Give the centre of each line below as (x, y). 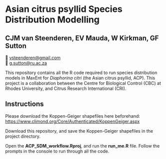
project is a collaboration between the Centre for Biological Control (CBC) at (83, 83)
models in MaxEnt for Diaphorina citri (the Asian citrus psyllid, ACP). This (80, 78)
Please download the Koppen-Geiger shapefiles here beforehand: (73, 116)
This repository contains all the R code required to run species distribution (81, 73)
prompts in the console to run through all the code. (57, 151)
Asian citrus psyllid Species (64, 9)
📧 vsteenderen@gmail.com (33, 58)
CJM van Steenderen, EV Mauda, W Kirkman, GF (82, 38)
